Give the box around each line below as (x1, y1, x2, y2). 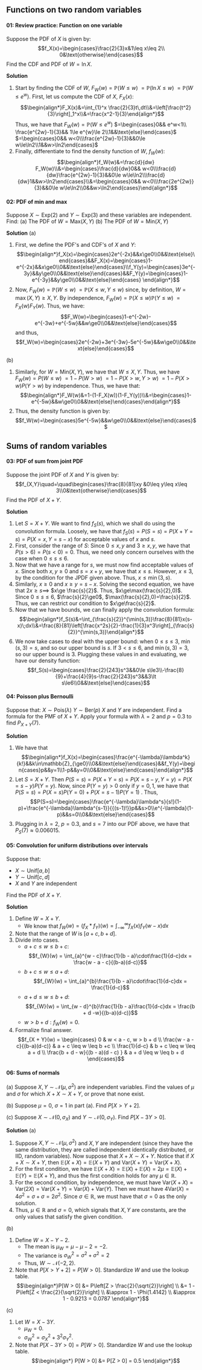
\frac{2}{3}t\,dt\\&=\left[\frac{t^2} (108, 104, 192, 111)
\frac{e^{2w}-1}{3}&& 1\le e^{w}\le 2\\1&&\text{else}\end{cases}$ (14, 128, 177, 136)
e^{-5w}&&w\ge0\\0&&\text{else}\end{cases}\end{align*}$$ (31, 398, 181, 405)
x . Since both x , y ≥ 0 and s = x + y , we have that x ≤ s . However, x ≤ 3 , (14, 567, 194, 575)
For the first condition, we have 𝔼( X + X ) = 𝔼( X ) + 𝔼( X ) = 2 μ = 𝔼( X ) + (14, 1165, 188, 1173)
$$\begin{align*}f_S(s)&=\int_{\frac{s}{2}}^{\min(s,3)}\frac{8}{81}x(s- (19, 615, 193, 623)
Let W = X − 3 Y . (14, 1318, 55, 1326)
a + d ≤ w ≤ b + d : (24, 994, 70, 1001)
